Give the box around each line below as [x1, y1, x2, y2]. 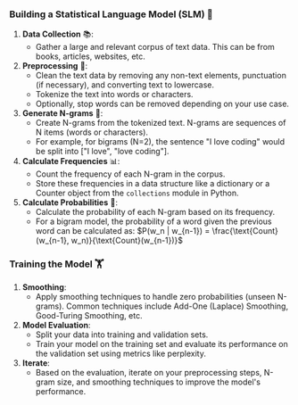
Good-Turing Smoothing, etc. [35, 310, 143, 320]
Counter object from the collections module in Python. [35, 187, 239, 199]
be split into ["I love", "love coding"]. [35, 146, 170, 157]
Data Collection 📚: [21, 29, 94, 39]
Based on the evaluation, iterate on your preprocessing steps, [35, 367, 262, 377]
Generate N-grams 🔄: [21, 108, 103, 119]
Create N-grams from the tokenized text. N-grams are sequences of [35, 118, 286, 128]
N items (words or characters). [35, 127, 149, 137]
